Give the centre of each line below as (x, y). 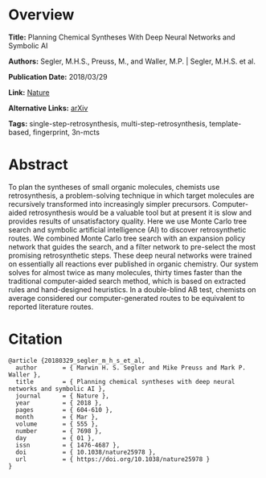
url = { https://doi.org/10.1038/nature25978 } (113, 459)
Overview (41, 15)
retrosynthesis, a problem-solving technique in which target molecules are (131, 196)
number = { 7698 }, (59, 431)
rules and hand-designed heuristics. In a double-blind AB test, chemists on (132, 289)
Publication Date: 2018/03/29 (58, 76)
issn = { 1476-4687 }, (68, 445)
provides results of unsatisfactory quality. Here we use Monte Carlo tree (128, 221)
